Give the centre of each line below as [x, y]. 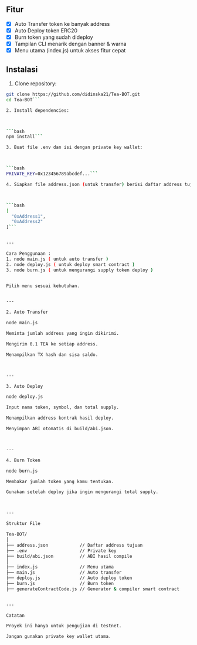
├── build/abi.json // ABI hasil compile [69, 556]
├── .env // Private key [61, 551]
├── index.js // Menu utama [60, 567]
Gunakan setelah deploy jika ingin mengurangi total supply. [82, 492]
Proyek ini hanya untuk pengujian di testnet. [64, 626]
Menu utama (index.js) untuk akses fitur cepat [70, 51]
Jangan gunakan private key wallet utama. [59, 637]
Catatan [16, 615]
